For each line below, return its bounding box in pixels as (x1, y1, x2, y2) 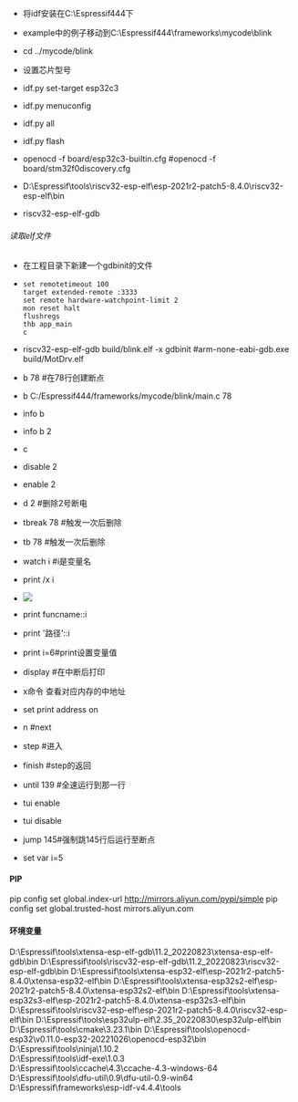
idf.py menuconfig (22, 100, 92, 111)
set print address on (22, 704, 98, 715)
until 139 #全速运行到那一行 (22, 779, 126, 791)
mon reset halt (22, 304, 81, 313)
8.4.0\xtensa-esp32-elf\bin (9, 975, 112, 986)
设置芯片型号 (22, 65, 71, 75)
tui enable (22, 797, 61, 809)
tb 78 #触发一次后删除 (22, 536, 107, 547)
